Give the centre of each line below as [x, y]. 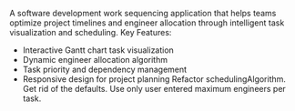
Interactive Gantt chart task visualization [98, 50]
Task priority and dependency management [105, 69]
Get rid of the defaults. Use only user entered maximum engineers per [154, 89]
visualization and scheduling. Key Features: [91, 32]
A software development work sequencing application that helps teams [143, 13]
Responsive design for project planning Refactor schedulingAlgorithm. [154, 79]
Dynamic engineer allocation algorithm [95, 60]
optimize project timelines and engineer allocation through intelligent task [147, 23]
